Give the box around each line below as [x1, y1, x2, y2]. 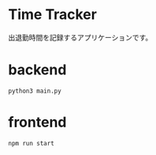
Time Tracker [8, 6, 97, 24]
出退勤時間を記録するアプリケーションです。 [8, 32, 153, 42]
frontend [8, 113, 67, 131]
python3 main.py [8, 87, 61, 95]
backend [8, 61, 67, 79]
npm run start [8, 139, 55, 147]
